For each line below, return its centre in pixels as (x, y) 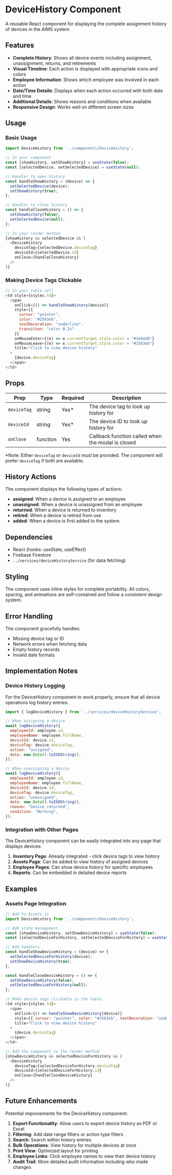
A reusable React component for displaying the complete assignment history (86, 24)
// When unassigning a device (38, 769)
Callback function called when (125, 436)
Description (127, 398)
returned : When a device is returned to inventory (64, 510)
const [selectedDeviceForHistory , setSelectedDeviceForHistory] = (78, 938)
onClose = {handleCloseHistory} (47, 257)
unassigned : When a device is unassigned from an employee (77, 505)
